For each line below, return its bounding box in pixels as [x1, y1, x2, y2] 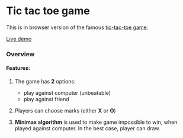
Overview [6, 50, 35, 58]
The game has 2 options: [14, 78, 76, 85]
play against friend [23, 96, 69, 103]
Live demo [6, 35, 32, 42]
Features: [6, 65, 31, 72]
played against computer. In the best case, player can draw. [14, 125, 161, 132]
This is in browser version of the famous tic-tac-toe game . [6, 24, 149, 31]
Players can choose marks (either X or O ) [14, 107, 117, 114]
